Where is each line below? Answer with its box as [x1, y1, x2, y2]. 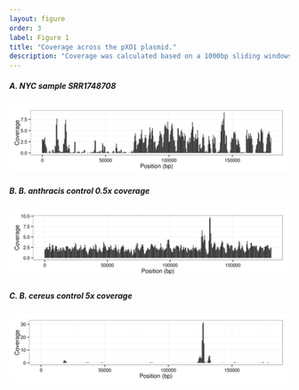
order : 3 [9, 23, 42, 33]
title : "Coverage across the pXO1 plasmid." [9, 43, 177, 52]
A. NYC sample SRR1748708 [9, 80, 117, 91]
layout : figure [9, 14, 66, 23]
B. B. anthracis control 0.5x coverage [9, 185, 150, 195]
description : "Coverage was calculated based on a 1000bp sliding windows [9, 52, 293, 61]
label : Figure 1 [9, 33, 69, 42]
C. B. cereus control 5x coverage [9, 290, 133, 301]
